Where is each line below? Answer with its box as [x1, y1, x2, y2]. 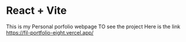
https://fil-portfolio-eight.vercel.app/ [6, 29, 94, 36]
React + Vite [6, 4, 67, 17]
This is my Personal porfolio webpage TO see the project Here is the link [6, 23, 181, 30]
